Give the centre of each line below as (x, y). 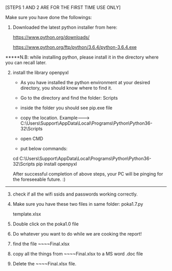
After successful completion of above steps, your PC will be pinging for (88, 174)
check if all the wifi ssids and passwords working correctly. (75, 194)
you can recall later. (26, 63)
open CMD (32, 139)
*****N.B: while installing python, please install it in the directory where (82, 57)
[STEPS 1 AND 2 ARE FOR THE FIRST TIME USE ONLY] (63, 7)
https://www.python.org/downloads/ (51, 37)
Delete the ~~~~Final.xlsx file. (45, 264)
